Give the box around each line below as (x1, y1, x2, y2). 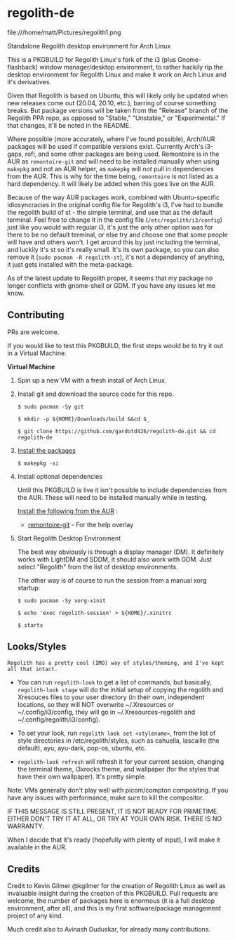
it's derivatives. (7, 77, 51, 86)
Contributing (7, 309, 65, 321)
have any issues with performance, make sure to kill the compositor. (7, 793, 204, 802)
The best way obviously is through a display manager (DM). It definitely (17, 548, 224, 556)
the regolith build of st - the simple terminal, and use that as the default (7, 208, 213, 216)
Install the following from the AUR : (17, 507, 118, 515)
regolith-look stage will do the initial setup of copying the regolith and (17, 685, 224, 694)
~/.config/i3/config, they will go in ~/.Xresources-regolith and (17, 708, 196, 716)
